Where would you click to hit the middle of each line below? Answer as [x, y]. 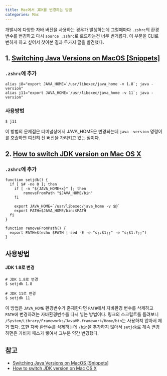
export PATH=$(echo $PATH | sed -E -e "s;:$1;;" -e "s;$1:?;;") [78, 233]
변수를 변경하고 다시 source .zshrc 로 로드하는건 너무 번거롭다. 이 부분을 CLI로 [82, 36]
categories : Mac [22, 15]
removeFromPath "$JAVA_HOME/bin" [58, 193]
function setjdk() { [27, 180]
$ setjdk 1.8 [19, 284]
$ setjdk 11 [18, 298]
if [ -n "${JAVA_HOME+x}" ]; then [50, 189]
